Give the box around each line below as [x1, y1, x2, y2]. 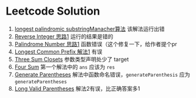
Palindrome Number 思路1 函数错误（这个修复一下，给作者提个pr [14, 40, 178, 47]
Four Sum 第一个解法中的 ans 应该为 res [14, 63, 115, 71]
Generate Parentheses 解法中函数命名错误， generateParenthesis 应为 [14, 71, 191, 78]
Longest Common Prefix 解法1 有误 [14, 47, 103, 55]
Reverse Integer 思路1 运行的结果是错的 [14, 32, 114, 40]
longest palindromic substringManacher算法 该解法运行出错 [14, 25, 165, 32]
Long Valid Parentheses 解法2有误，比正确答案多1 [14, 85, 140, 92]
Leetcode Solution [5, 4, 100, 18]
